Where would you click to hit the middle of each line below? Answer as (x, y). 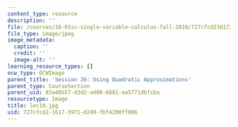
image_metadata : (31, 40)
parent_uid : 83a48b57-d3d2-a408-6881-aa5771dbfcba (84, 92)
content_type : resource (42, 14)
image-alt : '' (34, 60)
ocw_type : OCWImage (36, 73)
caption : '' (32, 47)
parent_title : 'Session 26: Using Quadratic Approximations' (100, 79)
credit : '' (30, 54)
